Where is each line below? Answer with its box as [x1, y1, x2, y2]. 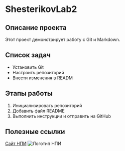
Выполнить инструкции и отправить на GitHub [12, 113, 111, 119]
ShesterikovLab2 [5, 3, 77, 15]
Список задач [5, 51, 51, 59]
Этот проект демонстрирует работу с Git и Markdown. [5, 36, 121, 42]
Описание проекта [5, 23, 67, 32]
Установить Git [12, 64, 44, 70]
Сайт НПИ [5, 141, 27, 147]
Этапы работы [5, 89, 53, 98]
